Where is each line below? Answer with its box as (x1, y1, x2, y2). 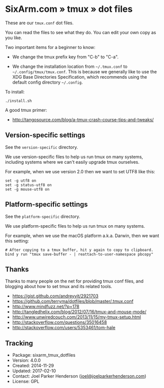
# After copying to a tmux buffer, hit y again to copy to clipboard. (5, 247, 154, 252)
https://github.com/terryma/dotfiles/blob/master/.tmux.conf (12, 298, 134, 304)
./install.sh (5, 98, 32, 103)
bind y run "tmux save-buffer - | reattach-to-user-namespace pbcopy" (5, 251, 154, 257)
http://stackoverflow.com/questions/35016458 (12, 319, 107, 325)
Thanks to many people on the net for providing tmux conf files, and (5, 278, 144, 284)
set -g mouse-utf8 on (5, 187, 50, 192)
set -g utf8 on (5, 178, 37, 183)
